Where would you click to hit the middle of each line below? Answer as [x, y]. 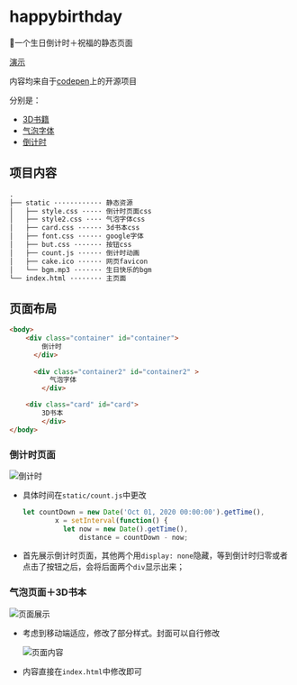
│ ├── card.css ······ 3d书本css [75, 228]
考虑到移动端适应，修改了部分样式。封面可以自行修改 [121, 633]
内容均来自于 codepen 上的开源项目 [73, 81]
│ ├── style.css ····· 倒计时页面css [81, 211]
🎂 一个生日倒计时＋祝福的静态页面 [71, 42]
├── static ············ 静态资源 [71, 203]
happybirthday [66, 17]
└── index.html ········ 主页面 [68, 278]
